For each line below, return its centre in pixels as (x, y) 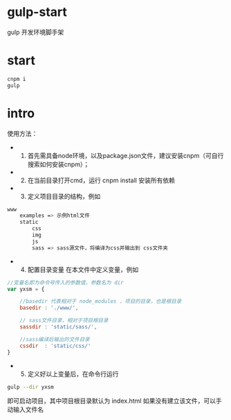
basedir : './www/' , (49, 308)
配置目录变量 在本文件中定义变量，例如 (83, 269)
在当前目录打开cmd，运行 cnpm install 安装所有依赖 (101, 180)
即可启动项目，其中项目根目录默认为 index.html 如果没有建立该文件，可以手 (115, 401)
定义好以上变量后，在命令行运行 (73, 374)
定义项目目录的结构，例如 (64, 196)
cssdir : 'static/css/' (55, 346)
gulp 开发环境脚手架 (36, 32)
